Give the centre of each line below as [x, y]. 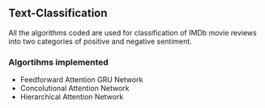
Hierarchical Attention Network [72, 97]
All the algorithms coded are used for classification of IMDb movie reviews [132, 32]
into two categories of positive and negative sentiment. [100, 41]
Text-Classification [58, 13]
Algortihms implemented [59, 62]
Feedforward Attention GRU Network [81, 80]
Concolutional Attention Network [75, 89]
